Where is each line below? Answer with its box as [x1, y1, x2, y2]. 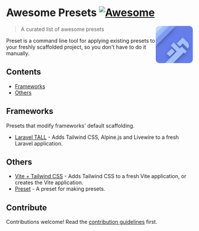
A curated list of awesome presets [20, 26, 105, 33]
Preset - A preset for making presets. [14, 185, 105, 192]
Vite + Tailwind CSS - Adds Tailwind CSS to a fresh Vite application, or [14, 173, 187, 180]
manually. [6, 49, 30, 56]
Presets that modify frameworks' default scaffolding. [6, 122, 135, 129]
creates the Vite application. [14, 179, 84, 186]
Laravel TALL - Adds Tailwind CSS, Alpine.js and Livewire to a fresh [14, 134, 179, 141]
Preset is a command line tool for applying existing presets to [6, 37, 155, 44]
